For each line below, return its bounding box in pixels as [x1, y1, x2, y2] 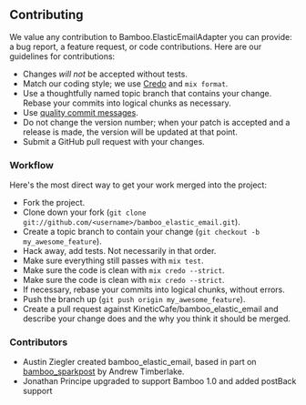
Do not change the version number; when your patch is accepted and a [22, 116, 291, 127]
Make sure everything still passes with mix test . [22, 255, 204, 267]
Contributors [9, 336, 68, 349]
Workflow [9, 158, 55, 171]
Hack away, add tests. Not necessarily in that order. [22, 246, 217, 257]
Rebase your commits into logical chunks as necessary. [22, 97, 231, 108]
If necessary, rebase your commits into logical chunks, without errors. [22, 284, 285, 295]
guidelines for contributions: [9, 50, 116, 62]
